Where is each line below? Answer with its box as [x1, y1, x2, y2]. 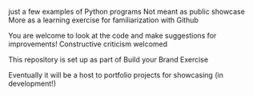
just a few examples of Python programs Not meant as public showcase [8, 7, 246, 16]
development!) [8, 79, 56, 88]
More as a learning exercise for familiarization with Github [8, 15, 199, 25]
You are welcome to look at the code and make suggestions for [8, 31, 217, 40]
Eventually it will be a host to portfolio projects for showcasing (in [8, 70, 224, 79]
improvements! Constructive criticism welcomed [8, 39, 168, 49]
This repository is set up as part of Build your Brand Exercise [8, 55, 209, 64]
